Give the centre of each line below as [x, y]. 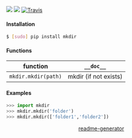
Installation [20, 24]
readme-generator [101, 129]
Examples [19, 93]
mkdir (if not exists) [95, 77]
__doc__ [95, 66]
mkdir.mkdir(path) [36, 77]
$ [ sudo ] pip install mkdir [42, 37]
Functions [19, 50]
